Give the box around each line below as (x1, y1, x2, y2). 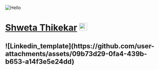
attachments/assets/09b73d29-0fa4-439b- (5, 50, 147, 58)
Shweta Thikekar (5, 22, 78, 33)
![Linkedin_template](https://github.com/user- (5, 42, 154, 50)
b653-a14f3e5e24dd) (5, 57, 74, 66)
